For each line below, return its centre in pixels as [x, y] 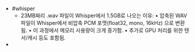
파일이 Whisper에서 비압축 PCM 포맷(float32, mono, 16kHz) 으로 [97, 23]
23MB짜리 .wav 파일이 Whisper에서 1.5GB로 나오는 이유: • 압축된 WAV [104, 15]
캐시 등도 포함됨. [47, 38]
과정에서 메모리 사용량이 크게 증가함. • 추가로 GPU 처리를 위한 [111, 30]
